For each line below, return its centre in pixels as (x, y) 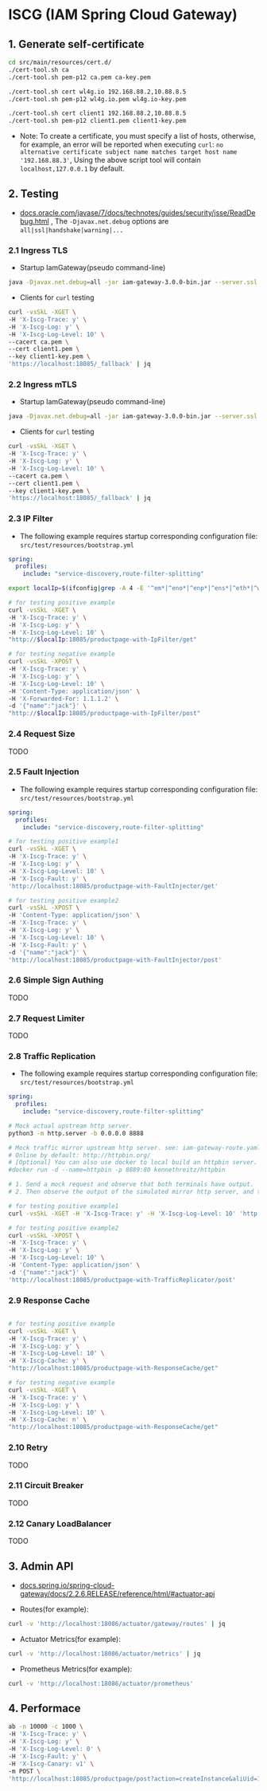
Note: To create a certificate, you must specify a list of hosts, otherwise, (138, 136)
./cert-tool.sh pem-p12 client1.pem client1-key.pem (97, 121)
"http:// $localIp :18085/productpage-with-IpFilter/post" (104, 714)
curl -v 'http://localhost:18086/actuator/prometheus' (101, 1683)
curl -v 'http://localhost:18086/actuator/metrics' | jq (104, 1653)
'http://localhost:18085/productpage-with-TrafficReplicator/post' (122, 1280)
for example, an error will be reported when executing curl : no (122, 144)
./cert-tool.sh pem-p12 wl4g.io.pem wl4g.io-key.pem (97, 99)
